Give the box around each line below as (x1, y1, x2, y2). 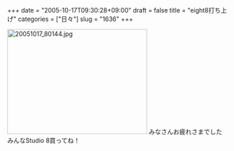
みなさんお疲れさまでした (148, 128, 222, 136)
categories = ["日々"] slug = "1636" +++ (17, 15, 133, 23)
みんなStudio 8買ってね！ (7, 136, 80, 145)
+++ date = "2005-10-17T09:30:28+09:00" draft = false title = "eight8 (7, 6, 209, 14)
